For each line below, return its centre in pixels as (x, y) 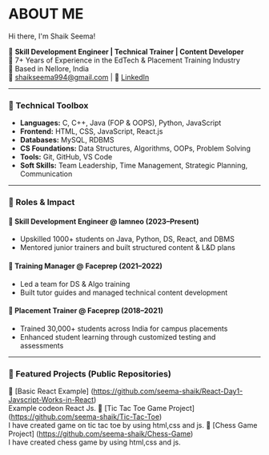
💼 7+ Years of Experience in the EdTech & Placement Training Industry (124, 60)
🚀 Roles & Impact (42, 203)
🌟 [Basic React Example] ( (51, 391)
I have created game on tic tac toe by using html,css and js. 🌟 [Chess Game (133, 425)
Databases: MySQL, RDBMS (67, 140)
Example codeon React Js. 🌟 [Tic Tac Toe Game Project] (101, 409)
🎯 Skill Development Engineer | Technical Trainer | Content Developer (126, 51)
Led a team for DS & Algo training (75, 284)
